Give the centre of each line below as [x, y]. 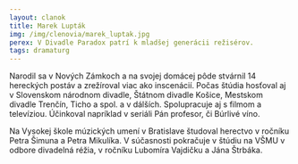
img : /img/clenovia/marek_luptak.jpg [80, 34]
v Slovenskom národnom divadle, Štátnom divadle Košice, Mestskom [136, 95]
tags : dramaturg [39, 51]
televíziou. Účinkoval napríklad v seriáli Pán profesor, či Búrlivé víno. [135, 114]
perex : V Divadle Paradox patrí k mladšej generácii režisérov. [132, 42]
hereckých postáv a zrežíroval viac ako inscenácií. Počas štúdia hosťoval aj [148, 86]
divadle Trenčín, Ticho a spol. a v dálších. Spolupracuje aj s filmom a [136, 104]
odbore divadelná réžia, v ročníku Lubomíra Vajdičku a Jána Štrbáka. [136, 150]
